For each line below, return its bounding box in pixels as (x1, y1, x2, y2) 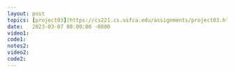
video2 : (7, 49, 30, 56)
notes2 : (7, 42, 30, 49)
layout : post (7, 10, 45, 17)
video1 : (7, 29, 30, 37)
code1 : (7, 36, 26, 43)
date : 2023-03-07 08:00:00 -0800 (7, 23, 111, 30)
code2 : (7, 56, 26, 63)
